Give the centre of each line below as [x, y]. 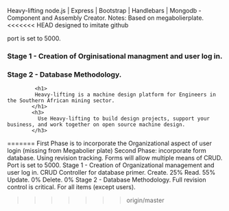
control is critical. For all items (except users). [71, 187]
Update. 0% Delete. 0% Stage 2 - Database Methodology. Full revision [107, 180]
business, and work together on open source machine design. [96, 125]
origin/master [145, 200]
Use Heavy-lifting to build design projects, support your [124, 119]
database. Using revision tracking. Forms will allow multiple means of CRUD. [115, 158]
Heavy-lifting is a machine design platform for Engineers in [125, 95]
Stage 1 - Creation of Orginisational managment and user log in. [115, 56]
